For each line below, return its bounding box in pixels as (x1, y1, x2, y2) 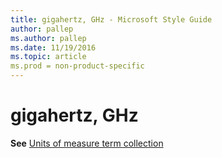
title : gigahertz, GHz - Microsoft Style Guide (10, 14, 213, 25)
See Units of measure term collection (10, 137, 164, 149)
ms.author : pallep (10, 33, 87, 43)
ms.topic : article (10, 52, 87, 62)
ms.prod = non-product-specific (10, 61, 145, 71)
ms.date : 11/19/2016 (10, 42, 97, 53)
